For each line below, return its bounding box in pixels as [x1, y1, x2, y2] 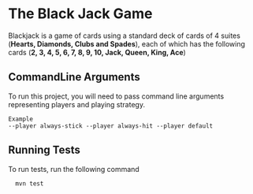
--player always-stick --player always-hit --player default [8, 121, 214, 130]
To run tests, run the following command [8, 164, 140, 173]
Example [8, 115, 34, 123]
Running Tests [8, 144, 80, 157]
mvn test [15, 179, 44, 188]
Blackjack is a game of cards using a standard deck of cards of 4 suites [8, 31, 240, 40]
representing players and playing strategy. [8, 99, 146, 109]
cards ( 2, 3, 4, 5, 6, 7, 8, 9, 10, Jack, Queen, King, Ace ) [8, 47, 187, 57]
